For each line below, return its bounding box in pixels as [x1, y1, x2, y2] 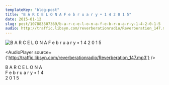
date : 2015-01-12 [5, 16, 42, 21]
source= [34, 49, 52, 55]
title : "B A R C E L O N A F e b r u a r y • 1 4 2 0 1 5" [5, 12, 132, 17]
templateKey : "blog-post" [5, 7, 59, 12]
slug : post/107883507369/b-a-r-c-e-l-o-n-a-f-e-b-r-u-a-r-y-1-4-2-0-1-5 [5, 21, 161, 26]
